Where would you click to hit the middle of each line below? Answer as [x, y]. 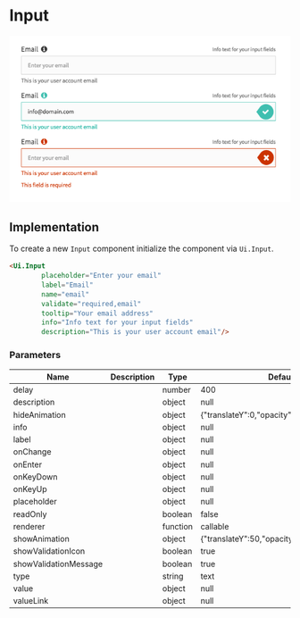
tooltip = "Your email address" [97, 313]
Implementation [54, 227]
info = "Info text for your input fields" [117, 322]
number [177, 390]
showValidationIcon [49, 551]
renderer [29, 526]
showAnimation [41, 539]
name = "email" [66, 294]
